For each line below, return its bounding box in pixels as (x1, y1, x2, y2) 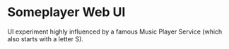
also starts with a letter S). (7, 34, 83, 43)
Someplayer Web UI (7, 4, 126, 20)
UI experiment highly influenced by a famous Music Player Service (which (7, 27, 223, 36)
